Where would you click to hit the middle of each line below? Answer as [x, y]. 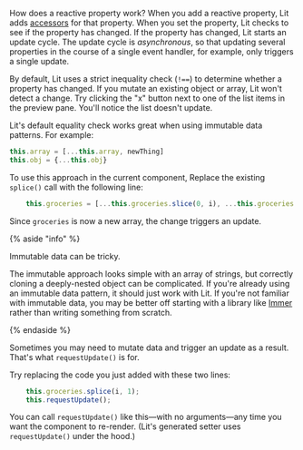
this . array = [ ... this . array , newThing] [87, 152]
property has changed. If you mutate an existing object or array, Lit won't [146, 88]
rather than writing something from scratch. [91, 312]
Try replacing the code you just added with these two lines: [120, 375]
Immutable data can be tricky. [65, 256]
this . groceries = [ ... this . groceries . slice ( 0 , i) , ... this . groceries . [162, 203]
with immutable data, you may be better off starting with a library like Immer [151, 302]
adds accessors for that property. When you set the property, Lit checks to [149, 23]
